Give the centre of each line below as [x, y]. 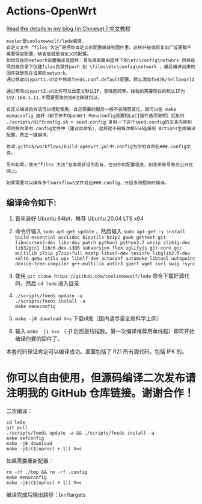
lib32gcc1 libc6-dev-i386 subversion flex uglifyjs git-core [93, 248]
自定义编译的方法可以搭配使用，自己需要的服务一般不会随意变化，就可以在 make [91, 109]
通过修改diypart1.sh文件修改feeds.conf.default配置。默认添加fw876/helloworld [100, 80]
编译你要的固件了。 [39, 338]
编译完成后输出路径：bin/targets [46, 494]
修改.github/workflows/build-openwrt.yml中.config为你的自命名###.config [96, 146]
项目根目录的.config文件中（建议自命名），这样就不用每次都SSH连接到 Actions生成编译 [101, 128]
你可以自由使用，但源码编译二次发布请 [101, 378]
